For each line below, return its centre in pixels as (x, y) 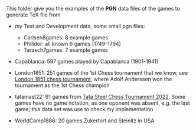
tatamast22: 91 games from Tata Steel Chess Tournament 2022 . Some (100, 97)
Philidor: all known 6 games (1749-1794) (72, 44)
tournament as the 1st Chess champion (62, 85)
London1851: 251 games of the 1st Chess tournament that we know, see (101, 73)
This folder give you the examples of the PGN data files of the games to (93, 9)
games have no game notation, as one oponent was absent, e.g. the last (102, 103)
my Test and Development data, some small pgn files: (80, 26)
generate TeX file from (33, 15)
